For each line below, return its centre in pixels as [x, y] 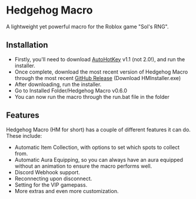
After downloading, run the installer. [58, 84]
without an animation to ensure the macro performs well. [83, 166]
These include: [24, 135]
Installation [27, 45]
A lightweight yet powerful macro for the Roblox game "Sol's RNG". [87, 26]
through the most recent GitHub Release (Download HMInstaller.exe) [98, 78]
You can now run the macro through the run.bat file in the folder [92, 97]
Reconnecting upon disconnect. [53, 178]
